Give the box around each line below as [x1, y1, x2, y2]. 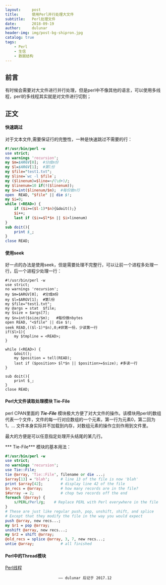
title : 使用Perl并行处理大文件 [5, 12, 74, 17]
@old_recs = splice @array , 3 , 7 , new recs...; [5, 537, 106, 542]
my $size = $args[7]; [5, 310, 50, 316]
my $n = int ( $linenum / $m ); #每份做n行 [5, 187, 80, 193]
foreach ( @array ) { [5, 495, 46, 500]
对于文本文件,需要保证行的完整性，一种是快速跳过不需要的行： [5, 136, 133, 142]
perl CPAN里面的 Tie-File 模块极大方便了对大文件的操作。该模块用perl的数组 [5, 410, 162, 416]
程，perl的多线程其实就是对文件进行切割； [5, 93, 92, 99]
